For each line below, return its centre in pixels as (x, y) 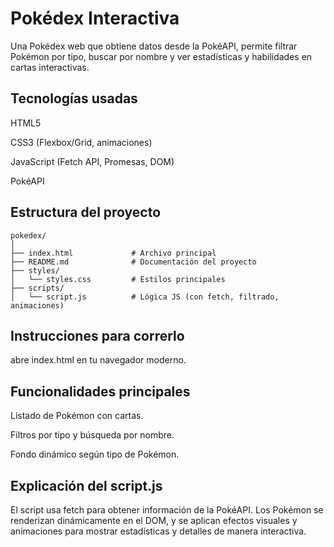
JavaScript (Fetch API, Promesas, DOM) (92, 161)
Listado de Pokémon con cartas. (77, 416)
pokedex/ (28, 235)
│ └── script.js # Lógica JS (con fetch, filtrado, (145, 297)
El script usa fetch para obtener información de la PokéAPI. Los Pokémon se (167, 510)
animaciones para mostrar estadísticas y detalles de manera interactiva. (158, 531)
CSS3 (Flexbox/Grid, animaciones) (81, 142)
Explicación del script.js (86, 485)
